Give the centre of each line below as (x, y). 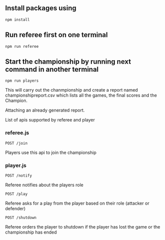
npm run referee (22, 46)
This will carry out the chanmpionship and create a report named (72, 90)
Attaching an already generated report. (45, 110)
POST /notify (19, 176)
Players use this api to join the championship (51, 152)
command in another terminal (52, 69)
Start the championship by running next (68, 62)
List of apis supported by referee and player (50, 120)
